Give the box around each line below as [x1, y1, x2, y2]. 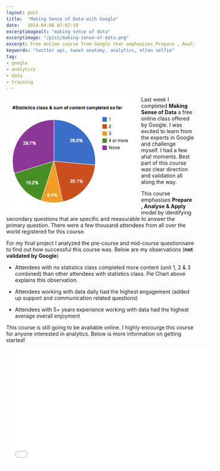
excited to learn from [141, 128, 193, 135]
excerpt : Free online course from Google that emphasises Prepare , [6, 41, 180, 47]
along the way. [141, 178, 177, 186]
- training [6, 79, 33, 85]
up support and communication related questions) [14, 294, 138, 301]
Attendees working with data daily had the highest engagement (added [14, 288, 190, 295]
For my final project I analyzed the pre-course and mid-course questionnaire [6, 239, 194, 247]
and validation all [141, 172, 183, 179]
